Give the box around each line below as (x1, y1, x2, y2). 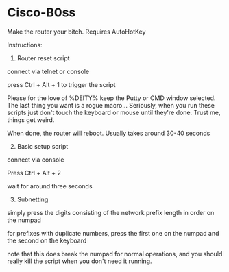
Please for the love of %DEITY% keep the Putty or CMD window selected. (7, 94, 216, 102)
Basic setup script (16, 142, 69, 150)
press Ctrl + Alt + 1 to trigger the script (7, 80, 116, 88)
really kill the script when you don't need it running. (7, 257, 152, 265)
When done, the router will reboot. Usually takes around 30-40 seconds (7, 129, 210, 137)
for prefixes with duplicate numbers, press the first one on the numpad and (7, 229, 219, 237)
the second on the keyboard (7, 236, 87, 245)
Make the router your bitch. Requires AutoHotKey (7, 27, 146, 36)
